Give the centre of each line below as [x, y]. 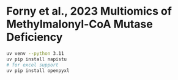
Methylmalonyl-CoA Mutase [80, 24]
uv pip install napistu [37, 59]
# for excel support [33, 65]
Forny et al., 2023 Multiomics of [89, 11]
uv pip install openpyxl [38, 71]
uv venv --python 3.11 [35, 53]
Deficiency [35, 37]
